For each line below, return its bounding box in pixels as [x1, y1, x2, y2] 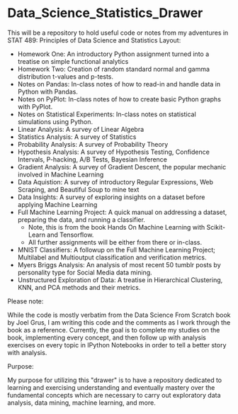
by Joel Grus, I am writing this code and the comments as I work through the [7, 318, 231, 327]
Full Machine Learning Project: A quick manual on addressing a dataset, [17, 208, 227, 216]
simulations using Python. [17, 117, 93, 125]
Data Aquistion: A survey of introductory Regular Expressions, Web [17, 177, 214, 186]
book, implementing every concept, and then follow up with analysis [7, 333, 207, 342]
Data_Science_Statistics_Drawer [7, 5, 203, 21]
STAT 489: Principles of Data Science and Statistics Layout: [7, 35, 181, 44]
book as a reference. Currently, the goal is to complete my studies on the [7, 325, 220, 334]
